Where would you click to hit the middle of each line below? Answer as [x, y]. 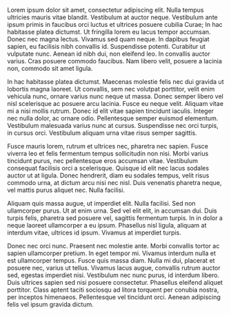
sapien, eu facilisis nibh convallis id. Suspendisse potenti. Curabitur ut [106, 46]
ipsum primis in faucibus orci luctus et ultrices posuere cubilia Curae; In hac [115, 24]
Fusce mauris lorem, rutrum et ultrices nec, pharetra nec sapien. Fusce [108, 146]
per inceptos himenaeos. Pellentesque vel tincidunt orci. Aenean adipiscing [114, 297]
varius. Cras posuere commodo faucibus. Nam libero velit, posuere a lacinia [115, 61]
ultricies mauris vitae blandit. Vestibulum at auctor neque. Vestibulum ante [113, 17]
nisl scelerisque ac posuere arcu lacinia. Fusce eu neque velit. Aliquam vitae [115, 104]
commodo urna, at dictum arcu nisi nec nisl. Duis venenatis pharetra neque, [114, 183]
